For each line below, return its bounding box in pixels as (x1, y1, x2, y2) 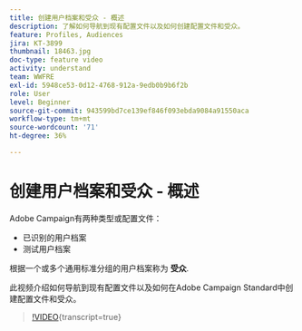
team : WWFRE (9, 73, 54, 82)
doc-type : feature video (9, 55, 103, 64)
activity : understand (9, 64, 92, 73)
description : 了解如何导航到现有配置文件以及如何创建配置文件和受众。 (9, 22, 245, 31)
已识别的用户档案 (22, 232, 87, 243)
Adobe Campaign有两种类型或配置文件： (9, 212, 162, 223)
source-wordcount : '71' (9, 123, 100, 132)
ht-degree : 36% (9, 131, 67, 141)
